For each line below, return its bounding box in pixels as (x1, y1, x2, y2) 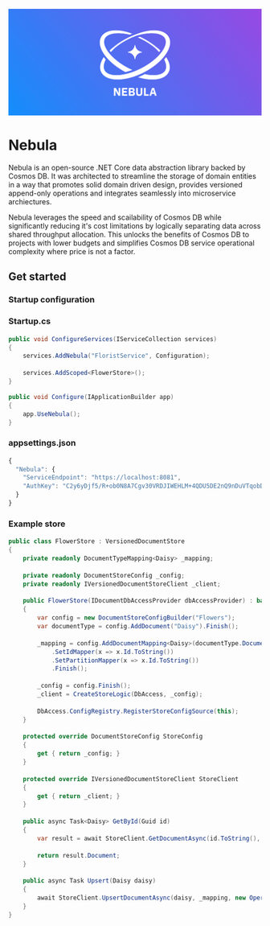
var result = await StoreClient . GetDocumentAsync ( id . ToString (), (37, 834, 261, 842)
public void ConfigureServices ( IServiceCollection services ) (8, 335, 218, 343)
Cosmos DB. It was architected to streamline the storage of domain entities (8, 171, 257, 181)
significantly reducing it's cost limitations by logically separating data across (8, 221, 261, 231)
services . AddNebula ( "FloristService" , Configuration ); (22, 352, 211, 360)
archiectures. (8, 197, 52, 207)
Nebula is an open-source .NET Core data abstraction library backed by (8, 163, 246, 173)
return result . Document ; (37, 851, 121, 859)
